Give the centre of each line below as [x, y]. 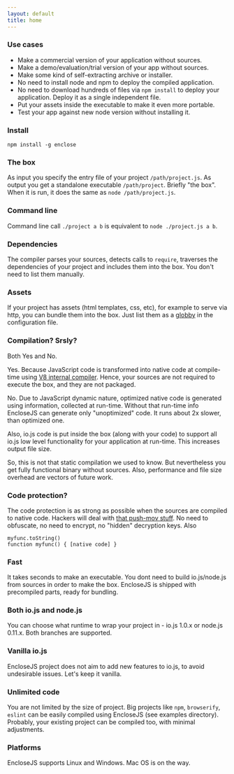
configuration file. [32, 322]
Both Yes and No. [32, 356]
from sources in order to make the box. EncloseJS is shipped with [102, 585]
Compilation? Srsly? [42, 340]
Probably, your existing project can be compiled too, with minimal [101, 722]
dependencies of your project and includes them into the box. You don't [111, 266]
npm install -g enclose [42, 145]
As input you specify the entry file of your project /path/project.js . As [109, 178]
